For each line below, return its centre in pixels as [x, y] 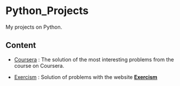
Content [21, 45]
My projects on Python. [34, 27]
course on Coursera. [39, 66]
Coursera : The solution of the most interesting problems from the [94, 59]
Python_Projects [47, 11]
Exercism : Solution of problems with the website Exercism [86, 77]
